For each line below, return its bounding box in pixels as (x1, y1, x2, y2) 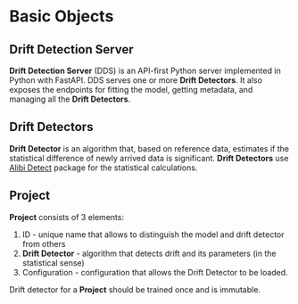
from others (21, 238, 66, 249)
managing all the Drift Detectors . (9, 94, 131, 104)
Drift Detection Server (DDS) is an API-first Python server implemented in (9, 65, 281, 76)
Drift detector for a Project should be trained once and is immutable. (9, 283, 261, 295)
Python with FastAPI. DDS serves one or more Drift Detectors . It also (9, 75, 263, 86)
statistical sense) (21, 257, 85, 268)
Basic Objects (9, 6, 114, 27)
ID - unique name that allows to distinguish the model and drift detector (21, 229, 285, 240)
